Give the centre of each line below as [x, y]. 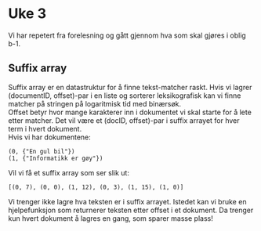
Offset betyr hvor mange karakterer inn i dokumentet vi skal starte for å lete [130, 112]
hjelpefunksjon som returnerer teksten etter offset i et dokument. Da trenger [131, 210]
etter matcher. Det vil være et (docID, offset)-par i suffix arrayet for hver [124, 120]
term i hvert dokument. [45, 128]
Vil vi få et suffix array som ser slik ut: [69, 172]
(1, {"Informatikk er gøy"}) [56, 158]
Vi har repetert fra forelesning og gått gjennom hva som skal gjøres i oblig [127, 35]
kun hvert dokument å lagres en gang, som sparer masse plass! [111, 218]
